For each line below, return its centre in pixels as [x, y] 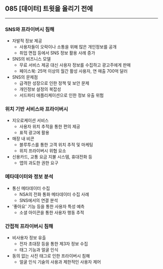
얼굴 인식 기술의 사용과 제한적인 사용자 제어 [60, 262]
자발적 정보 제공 [27, 41]
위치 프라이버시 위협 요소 [43, 151]
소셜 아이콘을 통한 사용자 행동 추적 [52, 212]
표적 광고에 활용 [34, 133]
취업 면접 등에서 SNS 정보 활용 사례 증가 [57, 53]
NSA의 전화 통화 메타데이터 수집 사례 [54, 194]
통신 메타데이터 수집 [31, 188]
